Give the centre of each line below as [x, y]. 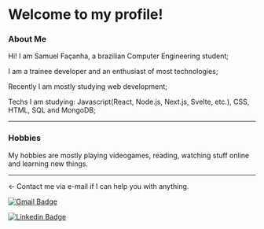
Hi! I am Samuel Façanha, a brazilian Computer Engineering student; [119, 56]
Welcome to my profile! [86, 15]
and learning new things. [48, 164]
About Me [27, 39]
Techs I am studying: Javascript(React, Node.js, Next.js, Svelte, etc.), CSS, [129, 102]
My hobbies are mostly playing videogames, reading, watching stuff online [129, 155]
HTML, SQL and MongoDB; [52, 110]
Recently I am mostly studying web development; [88, 87]
